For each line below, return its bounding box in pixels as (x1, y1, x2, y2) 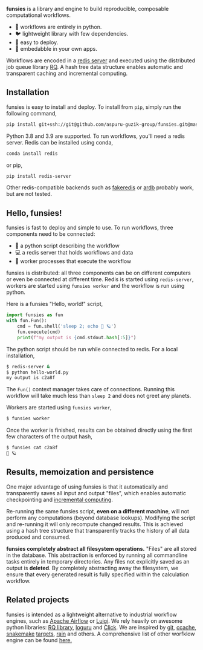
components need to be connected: (6, 230, 95, 238)
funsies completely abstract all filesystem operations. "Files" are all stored (6, 545, 197, 552)
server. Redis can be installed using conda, (6, 138, 114, 146)
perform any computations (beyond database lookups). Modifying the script (6, 514, 195, 521)
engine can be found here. (6, 636, 72, 643)
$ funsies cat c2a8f (6, 444, 59, 451)
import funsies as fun (6, 312, 63, 318)
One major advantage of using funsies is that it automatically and (6, 483, 168, 490)
